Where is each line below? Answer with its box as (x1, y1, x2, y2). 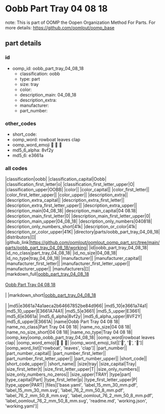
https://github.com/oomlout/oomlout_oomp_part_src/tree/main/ (30, 240, 160, 246)
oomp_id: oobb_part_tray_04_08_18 (12, 65, 84, 71)
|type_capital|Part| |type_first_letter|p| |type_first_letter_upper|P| (5, 377, 138, 383)
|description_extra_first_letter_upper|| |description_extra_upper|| (5, 202, 137, 209)
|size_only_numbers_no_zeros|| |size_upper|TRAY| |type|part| (5, 371, 132, 378)
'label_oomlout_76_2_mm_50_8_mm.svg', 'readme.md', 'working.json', (5, 398, 148, 404)
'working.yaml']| (5, 403, 39, 409)
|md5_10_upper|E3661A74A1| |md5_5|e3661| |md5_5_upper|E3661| (5, 308, 141, 314)
